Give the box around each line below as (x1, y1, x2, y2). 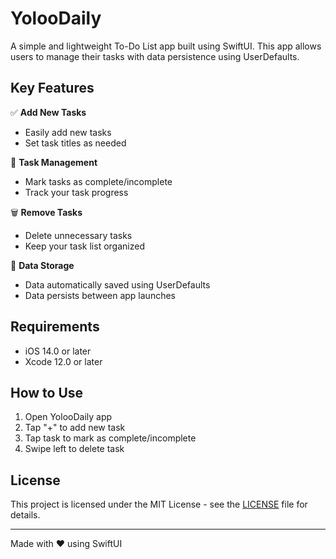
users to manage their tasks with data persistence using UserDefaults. (10, 50, 300, 62)
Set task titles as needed (24, 137, 127, 149)
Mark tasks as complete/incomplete (24, 175, 173, 187)
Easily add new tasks (24, 126, 112, 138)
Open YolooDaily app (24, 411, 113, 423)
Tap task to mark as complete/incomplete (24, 432, 197, 444)
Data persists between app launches (24, 289, 176, 301)
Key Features (10, 80, 95, 97)
